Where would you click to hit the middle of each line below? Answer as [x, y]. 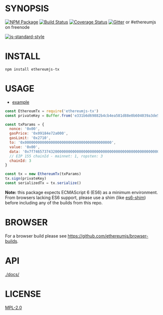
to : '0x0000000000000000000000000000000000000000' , [63, 143]
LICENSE [23, 294]
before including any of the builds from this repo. [54, 202]
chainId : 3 [20, 161]
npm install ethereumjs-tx [32, 69]
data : [15, 152]
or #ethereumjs [141, 22]
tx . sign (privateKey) [26, 178]
